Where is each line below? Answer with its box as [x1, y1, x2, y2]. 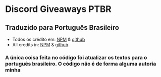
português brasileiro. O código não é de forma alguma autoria [5, 60, 156, 67]
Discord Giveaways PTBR [5, 3, 111, 15]
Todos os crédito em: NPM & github [12, 36, 85, 42]
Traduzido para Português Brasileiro [5, 23, 119, 32]
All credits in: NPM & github [12, 42, 68, 48]
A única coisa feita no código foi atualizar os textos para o [5, 54, 147, 61]
